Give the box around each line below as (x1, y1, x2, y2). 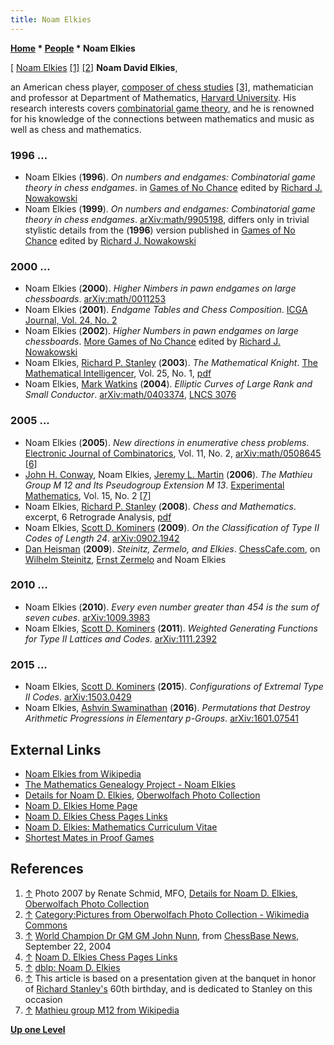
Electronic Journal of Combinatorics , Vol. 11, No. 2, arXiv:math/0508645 (24, 447, 322, 459)
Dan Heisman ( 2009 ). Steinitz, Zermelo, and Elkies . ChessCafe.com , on (24, 542, 321, 555)
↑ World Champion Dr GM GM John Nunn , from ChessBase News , (24, 929, 300, 941)
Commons (24, 919, 68, 931)
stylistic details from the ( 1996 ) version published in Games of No (24, 224, 296, 236)
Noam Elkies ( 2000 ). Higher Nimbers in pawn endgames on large (24, 282, 297, 295)
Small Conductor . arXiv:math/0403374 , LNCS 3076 (24, 389, 237, 401)
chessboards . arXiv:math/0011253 (24, 293, 167, 305)
